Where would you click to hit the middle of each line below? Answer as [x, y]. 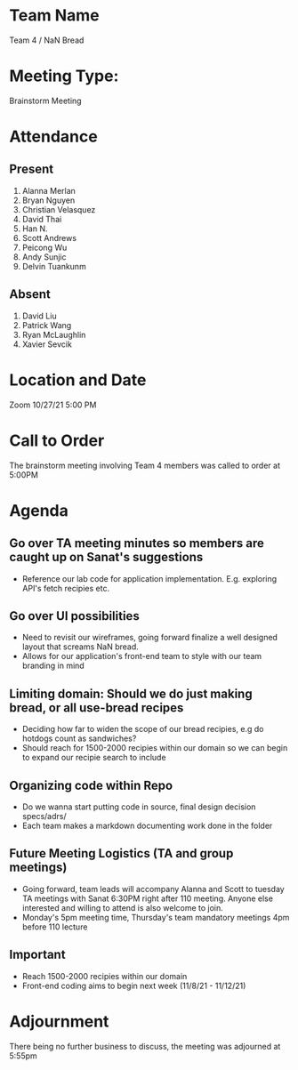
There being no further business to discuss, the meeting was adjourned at [145, 1046]
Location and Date [78, 380]
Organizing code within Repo [91, 785]
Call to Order [57, 440]
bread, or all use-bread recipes [97, 708]
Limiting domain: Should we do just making [131, 693]
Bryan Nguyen [48, 200]
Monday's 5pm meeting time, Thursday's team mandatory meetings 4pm [156, 917]
